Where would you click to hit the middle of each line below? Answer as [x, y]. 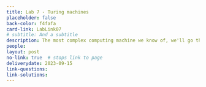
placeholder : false [31, 18]
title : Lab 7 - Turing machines [48, 12]
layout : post [23, 52]
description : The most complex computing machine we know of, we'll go [100, 40]
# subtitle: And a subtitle [42, 35]
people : [16, 47]
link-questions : [27, 69]
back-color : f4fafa [31, 23]
